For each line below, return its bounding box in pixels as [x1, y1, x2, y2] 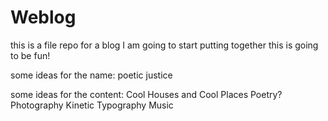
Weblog [10, 6, 77, 29]
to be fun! [10, 49, 51, 61]
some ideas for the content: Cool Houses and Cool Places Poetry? [10, 88, 283, 100]
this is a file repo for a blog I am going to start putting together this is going [10, 39, 319, 51]
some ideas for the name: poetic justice [10, 69, 173, 81]
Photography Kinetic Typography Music [10, 99, 174, 111]
